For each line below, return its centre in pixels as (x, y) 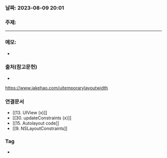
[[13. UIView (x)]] (30, 113)
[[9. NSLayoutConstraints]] (40, 129)
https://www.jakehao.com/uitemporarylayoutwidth (57, 88)
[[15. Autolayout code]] (36, 123)
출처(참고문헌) (21, 67)
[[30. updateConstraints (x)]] (42, 118)
